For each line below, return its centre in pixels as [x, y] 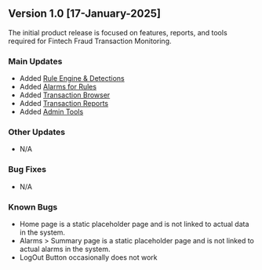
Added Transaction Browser [65, 95]
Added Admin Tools [51, 112]
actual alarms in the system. [65, 249]
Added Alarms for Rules [58, 87]
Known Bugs [33, 206]
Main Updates [35, 61]
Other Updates [36, 132]
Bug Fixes [27, 170]
